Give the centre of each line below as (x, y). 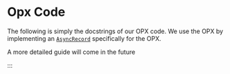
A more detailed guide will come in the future (71, 52)
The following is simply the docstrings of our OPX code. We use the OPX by (115, 31)
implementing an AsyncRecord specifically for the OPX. (84, 38)
